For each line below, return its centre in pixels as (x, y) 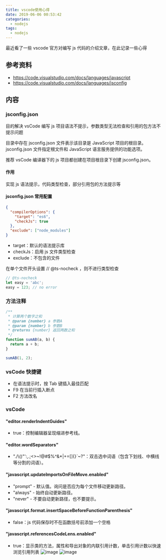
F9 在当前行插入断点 (34, 390)
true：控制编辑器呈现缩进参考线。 (48, 433)
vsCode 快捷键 (24, 371)
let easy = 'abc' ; (25, 282)
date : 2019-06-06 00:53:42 (34, 14)
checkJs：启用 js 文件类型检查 (44, 252)
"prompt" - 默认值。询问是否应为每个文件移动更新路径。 (71, 486)
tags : (11, 28)
